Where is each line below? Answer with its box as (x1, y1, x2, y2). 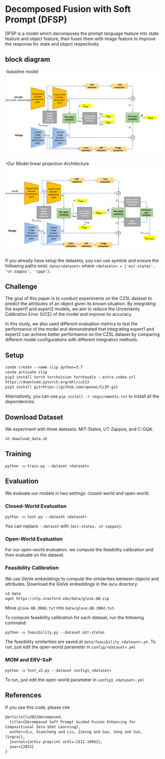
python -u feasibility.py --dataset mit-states (5, 630, 105, 635)
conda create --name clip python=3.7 (5, 365, 83, 370)
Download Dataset (5, 413, 63, 421)
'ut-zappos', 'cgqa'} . (5, 268, 51, 274)
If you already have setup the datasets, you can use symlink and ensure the (5, 257, 159, 263)
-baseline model (5, 68, 39, 74)
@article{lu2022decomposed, (5, 714, 63, 719)
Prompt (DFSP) (5, 14, 68, 25)
